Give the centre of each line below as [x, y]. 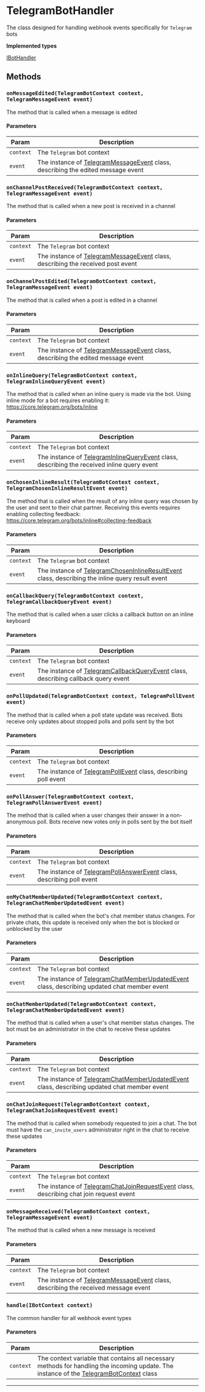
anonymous [21, 822]
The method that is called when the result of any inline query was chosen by [102, 501]
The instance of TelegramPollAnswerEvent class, [107, 872]
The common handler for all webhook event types [69, 1318]
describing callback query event [84, 679]
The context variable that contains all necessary [106, 1358]
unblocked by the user [34, 928]
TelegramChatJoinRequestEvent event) [63, 1110]
